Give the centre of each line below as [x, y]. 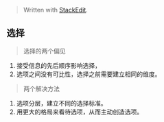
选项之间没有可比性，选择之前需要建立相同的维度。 [89, 74]
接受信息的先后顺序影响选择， [58, 65]
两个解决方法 [41, 88]
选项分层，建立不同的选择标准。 [61, 103]
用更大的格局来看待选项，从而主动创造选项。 [80, 112]
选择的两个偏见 [44, 51]
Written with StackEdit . [56, 10]
